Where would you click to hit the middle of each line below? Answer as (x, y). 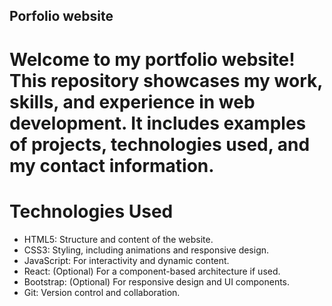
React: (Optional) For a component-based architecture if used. (152, 271)
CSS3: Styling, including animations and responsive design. (146, 250)
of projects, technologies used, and (160, 144)
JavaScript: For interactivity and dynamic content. (126, 260)
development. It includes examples (158, 123)
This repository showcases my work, (166, 80)
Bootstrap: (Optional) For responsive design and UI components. (157, 281)
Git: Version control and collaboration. (102, 292)
